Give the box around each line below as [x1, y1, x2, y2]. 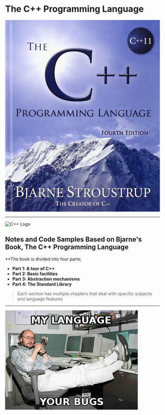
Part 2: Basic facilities [12, 271, 58, 277]
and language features [17, 296, 63, 302]
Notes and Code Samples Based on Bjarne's [5, 235, 142, 244]
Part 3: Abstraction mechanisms [12, 276, 80, 282]
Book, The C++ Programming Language [5, 243, 129, 251]
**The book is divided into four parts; [5, 256, 82, 262]
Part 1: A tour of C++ [12, 265, 55, 271]
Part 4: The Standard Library [12, 281, 72, 287]
